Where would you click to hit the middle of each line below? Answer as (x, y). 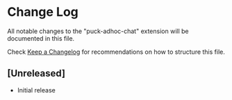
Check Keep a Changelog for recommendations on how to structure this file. (116, 52)
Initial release (36, 90)
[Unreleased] (36, 73)
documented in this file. (41, 38)
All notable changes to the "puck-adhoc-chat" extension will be (98, 31)
